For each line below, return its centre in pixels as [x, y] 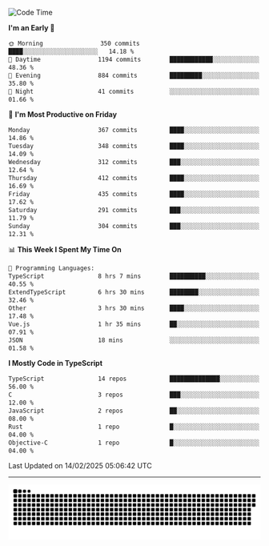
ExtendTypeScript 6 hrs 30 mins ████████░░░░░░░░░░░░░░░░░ [134, 292]
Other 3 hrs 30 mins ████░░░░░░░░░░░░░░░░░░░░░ [134, 308]
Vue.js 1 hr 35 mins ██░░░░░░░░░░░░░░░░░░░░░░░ [134, 324]
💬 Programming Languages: [51, 268]
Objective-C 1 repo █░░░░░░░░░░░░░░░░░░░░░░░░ [134, 443]
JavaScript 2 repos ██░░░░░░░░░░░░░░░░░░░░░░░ [134, 411]
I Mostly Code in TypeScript [55, 363]
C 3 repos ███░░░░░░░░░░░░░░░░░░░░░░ [134, 395]
